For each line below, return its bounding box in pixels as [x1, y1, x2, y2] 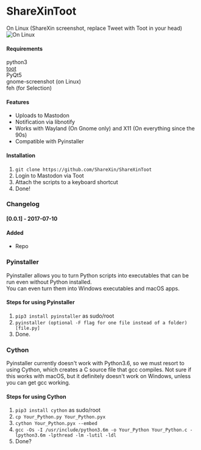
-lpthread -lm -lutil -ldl [48, 432, 117, 438]
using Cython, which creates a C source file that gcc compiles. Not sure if [6, 366, 192, 373]
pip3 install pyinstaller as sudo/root [15, 312, 115, 320]
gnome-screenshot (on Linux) [6, 78, 81, 85]
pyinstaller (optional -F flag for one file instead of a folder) [15, 320, 188, 326]
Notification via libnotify [15, 118, 75, 126]
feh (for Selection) [6, 84, 52, 92]
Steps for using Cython [6, 393, 66, 400]
